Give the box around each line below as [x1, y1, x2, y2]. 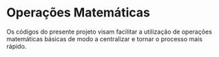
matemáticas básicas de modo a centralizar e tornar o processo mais [6, 34, 202, 43]
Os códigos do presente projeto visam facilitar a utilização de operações [6, 27, 213, 36]
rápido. [6, 42, 27, 50]
